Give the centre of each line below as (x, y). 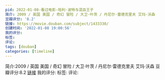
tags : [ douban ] (21, 47)
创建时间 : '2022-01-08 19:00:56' (38, 28)
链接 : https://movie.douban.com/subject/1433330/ (57, 24)
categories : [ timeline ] (30, 51)
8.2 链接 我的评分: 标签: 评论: (49, 72)
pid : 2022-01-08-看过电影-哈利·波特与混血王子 (49, 10)
